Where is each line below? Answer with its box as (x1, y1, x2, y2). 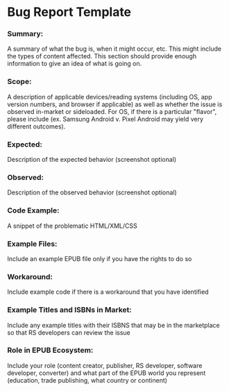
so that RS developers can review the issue (7, 328, 130, 337)
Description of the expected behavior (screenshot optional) (7, 156, 177, 164)
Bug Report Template (7, 4, 132, 20)
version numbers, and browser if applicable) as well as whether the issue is (7, 100, 223, 108)
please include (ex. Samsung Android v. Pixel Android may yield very (7, 115, 203, 123)
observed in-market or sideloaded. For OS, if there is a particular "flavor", (7, 107, 217, 115)
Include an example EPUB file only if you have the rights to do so (7, 254, 192, 263)
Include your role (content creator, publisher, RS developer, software (7, 361, 203, 369)
